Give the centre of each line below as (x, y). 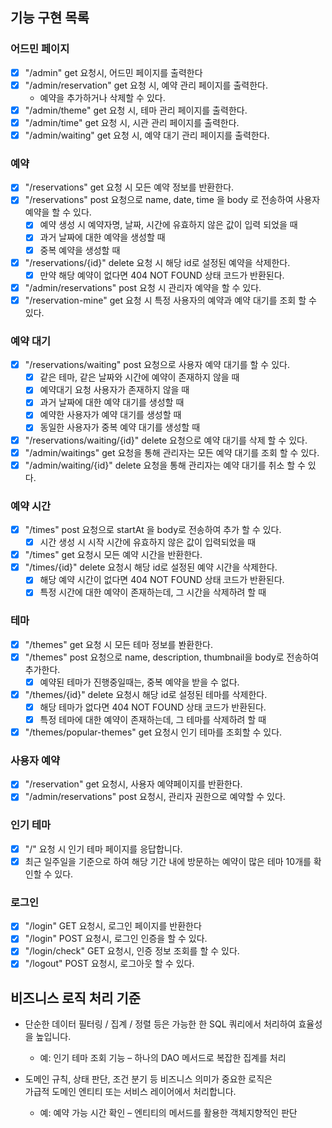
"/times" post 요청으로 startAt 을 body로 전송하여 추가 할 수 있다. (153, 530)
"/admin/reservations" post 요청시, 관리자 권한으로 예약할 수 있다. (155, 797)
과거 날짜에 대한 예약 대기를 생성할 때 (112, 402)
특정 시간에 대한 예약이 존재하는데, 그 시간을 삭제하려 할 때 (153, 592)
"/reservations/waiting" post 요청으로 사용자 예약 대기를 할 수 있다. (157, 365)
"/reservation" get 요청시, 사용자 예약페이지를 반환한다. (133, 784)
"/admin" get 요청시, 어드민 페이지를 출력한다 (113, 72)
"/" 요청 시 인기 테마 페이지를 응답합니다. (103, 849)
